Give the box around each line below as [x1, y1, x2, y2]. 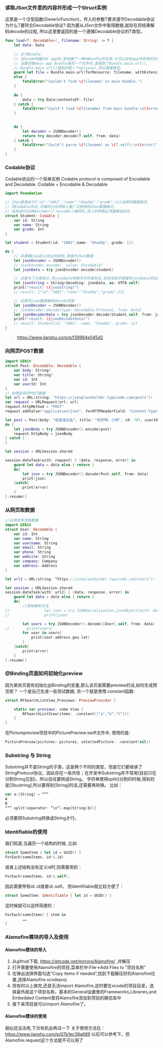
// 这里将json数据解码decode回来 [14, 298, 75, 303]
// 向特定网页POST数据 [5, 391, 46, 395]
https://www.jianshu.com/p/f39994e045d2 [16, 335, 103, 340]
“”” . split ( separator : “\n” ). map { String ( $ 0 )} [5, 806, 97, 811]
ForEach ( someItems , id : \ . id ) [5, 855, 64, 860]
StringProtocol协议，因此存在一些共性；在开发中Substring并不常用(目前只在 [5, 770, 157, 776]
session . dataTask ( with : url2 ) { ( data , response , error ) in [5, 590, 130, 595]
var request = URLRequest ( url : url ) [5, 400, 79, 405]
